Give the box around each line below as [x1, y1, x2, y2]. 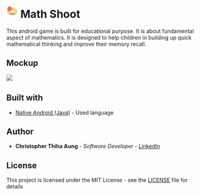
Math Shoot [20, 7, 80, 21]
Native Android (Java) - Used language [15, 108, 114, 116]
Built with [6, 93, 43, 103]
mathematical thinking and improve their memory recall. [6, 40, 146, 48]
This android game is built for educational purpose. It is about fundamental [6, 27, 194, 35]
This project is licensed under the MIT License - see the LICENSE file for [6, 177, 188, 184]
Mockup [6, 58, 38, 68]
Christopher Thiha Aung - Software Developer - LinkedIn [15, 143, 160, 150]
